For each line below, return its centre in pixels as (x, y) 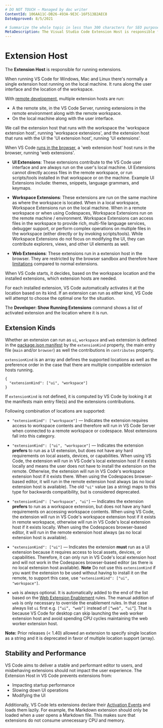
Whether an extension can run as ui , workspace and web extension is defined (81, 340)
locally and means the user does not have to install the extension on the (84, 466)
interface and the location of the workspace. (49, 89)
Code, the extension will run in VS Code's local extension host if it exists (84, 461)
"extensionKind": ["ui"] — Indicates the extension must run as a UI (81, 547)
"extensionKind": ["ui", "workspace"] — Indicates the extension (78, 445)
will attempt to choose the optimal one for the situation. (60, 298)
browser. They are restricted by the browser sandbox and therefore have (85, 259)
